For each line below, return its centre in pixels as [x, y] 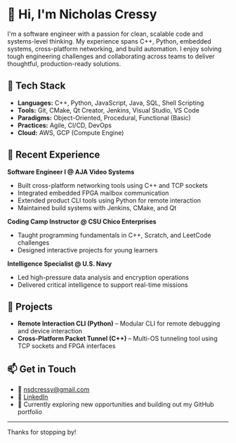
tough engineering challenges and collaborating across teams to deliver [111, 56]
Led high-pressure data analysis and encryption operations [103, 277]
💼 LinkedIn [33, 397]
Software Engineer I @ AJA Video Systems [71, 172]
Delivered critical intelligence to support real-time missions [103, 285]
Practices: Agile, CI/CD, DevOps [65, 125]
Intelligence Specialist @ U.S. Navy [60, 264]
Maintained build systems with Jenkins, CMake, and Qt [97, 207]
